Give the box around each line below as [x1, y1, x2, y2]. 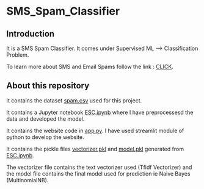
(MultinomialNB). [6, 176, 49, 184]
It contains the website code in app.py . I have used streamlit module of [6, 127, 184, 134]
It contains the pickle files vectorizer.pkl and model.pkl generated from [6, 145, 184, 152]
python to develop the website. [6, 133, 84, 141]
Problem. [6, 51, 29, 59]
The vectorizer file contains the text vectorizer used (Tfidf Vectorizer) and [6, 163, 192, 171]
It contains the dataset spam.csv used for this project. [6, 96, 142, 104]
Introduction [6, 29, 55, 39]
